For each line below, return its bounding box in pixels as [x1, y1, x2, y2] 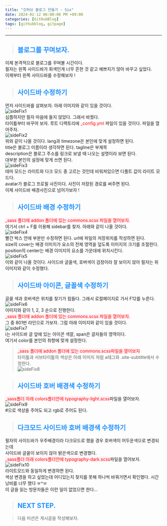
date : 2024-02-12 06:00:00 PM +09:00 [5, 12, 83, 17]
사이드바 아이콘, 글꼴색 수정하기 [17, 281, 108, 290]
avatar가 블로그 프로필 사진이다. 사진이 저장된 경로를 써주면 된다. [5, 181, 131, 187]
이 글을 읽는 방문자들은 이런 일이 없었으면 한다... [5, 487, 98, 493]
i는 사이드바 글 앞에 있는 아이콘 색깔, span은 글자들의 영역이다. [5, 331, 126, 337]
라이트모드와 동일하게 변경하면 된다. [5, 468, 75, 474]
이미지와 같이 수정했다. [5, 265, 49, 271]
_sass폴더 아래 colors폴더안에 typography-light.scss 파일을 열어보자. [5, 396, 141, 402]
